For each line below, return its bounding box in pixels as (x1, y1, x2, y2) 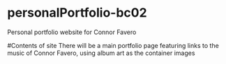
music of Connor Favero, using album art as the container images (7, 49, 195, 57)
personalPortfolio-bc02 (7, 5, 148, 21)
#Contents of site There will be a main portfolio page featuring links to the (7, 41, 220, 49)
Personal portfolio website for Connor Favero (7, 28, 137, 36)
